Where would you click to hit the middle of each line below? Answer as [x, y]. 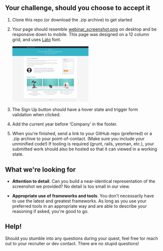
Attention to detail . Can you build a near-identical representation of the [84, 181]
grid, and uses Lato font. [37, 39]
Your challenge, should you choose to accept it [78, 8]
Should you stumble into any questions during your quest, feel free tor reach [81, 238]
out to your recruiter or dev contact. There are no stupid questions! [72, 243]
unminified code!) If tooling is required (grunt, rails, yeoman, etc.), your [83, 144]
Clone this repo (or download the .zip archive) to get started [72, 19]
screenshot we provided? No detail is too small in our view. [71, 186]
